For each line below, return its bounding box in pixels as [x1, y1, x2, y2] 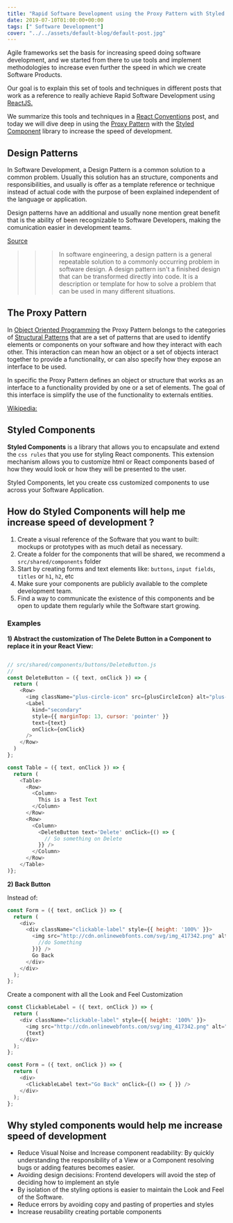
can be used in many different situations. [58, 287, 175, 296]
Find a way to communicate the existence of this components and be [17, 594, 215, 602]
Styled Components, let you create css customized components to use [7, 478, 209, 487]
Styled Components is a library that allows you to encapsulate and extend [7, 442, 220, 451]
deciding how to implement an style [17, 1178, 120, 1187]
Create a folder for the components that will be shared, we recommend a [17, 550, 225, 558]
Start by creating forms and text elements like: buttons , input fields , [17, 564, 216, 573]
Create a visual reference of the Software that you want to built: [17, 535, 199, 543]
